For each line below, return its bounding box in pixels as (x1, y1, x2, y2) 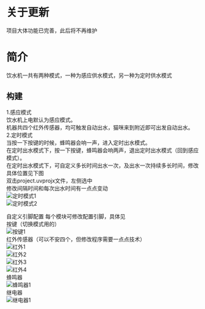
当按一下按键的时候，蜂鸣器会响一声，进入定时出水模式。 (6, 139, 151, 146)
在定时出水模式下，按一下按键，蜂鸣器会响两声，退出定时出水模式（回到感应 (6, 147, 199, 154)
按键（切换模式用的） (6, 220, 60, 227)
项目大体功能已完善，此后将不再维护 (6, 27, 98, 34)
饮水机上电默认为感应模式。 (6, 116, 76, 123)
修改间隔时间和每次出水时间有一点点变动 (6, 184, 108, 192)
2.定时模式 (6, 131, 33, 139)
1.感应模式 (6, 108, 32, 116)
